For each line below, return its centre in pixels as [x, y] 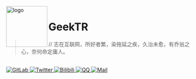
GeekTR [68, 27]
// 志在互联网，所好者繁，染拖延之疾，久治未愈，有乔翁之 [119, 44]
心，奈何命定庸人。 [45, 51]
